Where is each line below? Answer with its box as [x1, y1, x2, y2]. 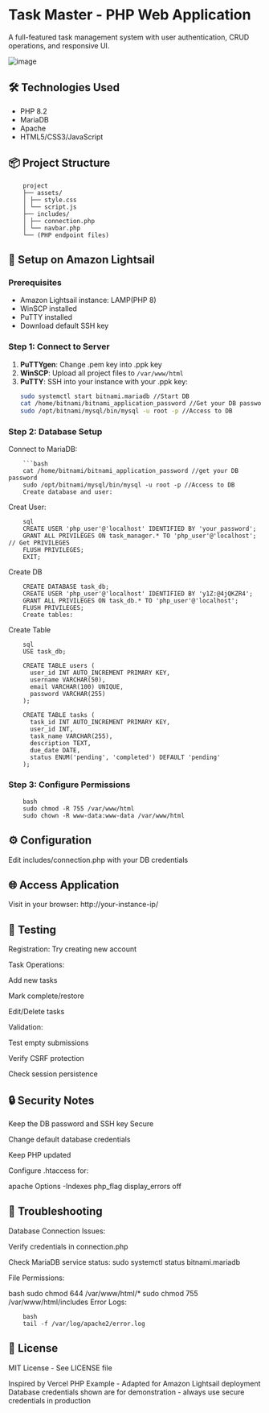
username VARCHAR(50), [29, 676, 106, 684]
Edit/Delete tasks [8, 1007, 65, 1017]
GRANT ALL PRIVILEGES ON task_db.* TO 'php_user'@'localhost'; [22, 597, 239, 605]
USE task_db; [22, 648, 67, 656]
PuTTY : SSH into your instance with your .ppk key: [19, 376, 189, 386]
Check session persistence [8, 1069, 98, 1079]
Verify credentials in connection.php [8, 1241, 128, 1251]
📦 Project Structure [8, 156, 111, 170]
